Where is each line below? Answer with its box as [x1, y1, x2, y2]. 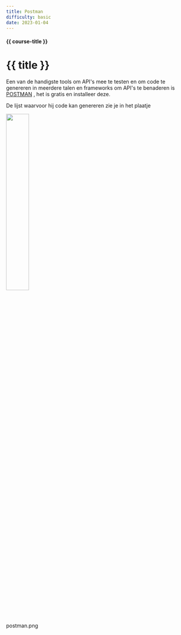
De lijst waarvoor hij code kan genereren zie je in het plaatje [6, 102, 151, 109]
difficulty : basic [6, 14, 51, 20]
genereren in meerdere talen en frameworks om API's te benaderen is [6, 84, 175, 91]
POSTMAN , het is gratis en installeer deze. [6, 90, 110, 97]
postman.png [6, 622, 38, 629]
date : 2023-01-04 [6, 19, 49, 25]
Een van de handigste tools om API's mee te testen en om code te [6, 78, 166, 85]
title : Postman [6, 8, 43, 15]
